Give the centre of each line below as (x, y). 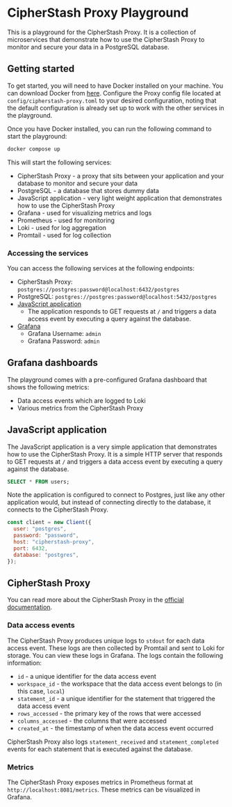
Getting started (41, 69)
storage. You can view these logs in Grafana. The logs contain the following (115, 655)
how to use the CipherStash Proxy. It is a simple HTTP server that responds (115, 454)
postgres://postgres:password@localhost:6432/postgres (98, 290)
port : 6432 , (31, 548)
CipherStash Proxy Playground (98, 13)
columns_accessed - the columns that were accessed (92, 721)
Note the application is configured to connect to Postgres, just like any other (116, 495)
